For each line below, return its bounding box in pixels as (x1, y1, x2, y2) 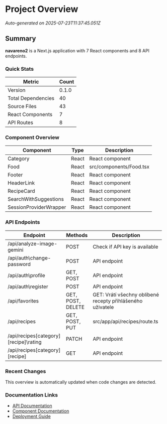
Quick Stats (5, 65, 34, 72)
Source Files (7, 103, 37, 110)
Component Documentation (12, 408, 70, 414)
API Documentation (12, 403, 52, 409)
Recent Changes (5, 368, 46, 375)
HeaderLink (7, 179, 35, 186)
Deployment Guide (12, 414, 51, 420)
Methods (66, 232, 88, 239)
